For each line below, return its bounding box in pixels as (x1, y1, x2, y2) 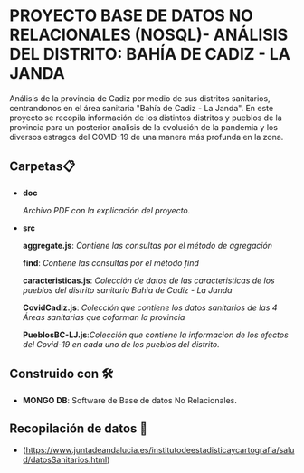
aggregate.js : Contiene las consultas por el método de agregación (22, 240, 273, 251)
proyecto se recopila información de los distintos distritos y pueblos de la (9, 112, 282, 123)
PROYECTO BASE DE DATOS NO (9, 5, 253, 26)
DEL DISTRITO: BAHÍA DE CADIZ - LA (9, 44, 291, 64)
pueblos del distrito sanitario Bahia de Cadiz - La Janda (22, 284, 233, 295)
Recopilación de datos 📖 (9, 421, 148, 436)
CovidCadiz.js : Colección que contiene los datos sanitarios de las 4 (22, 302, 278, 313)
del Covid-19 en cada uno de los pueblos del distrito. (22, 338, 220, 349)
